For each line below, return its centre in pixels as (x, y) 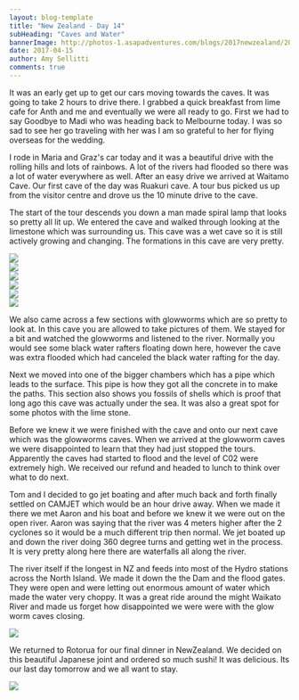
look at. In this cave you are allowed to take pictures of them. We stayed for (147, 329)
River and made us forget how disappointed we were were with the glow (141, 606)
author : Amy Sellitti (49, 59)
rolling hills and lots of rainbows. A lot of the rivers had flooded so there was (149, 167)
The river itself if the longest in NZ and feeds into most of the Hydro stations (149, 568)
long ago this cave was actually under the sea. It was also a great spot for (144, 403)
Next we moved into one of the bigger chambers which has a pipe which (142, 375)
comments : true (37, 68)
